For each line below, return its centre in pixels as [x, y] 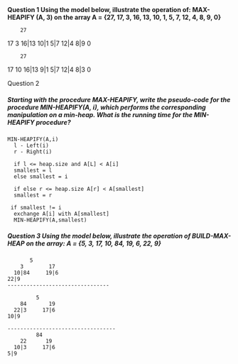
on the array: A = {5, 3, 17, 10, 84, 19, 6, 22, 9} [94, 243]
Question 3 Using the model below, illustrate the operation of [99, 236]
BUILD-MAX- [211, 236]
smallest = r [33, 195]
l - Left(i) [32, 145]
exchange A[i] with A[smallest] [62, 214]
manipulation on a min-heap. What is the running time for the [100, 114]
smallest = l [33, 170]
